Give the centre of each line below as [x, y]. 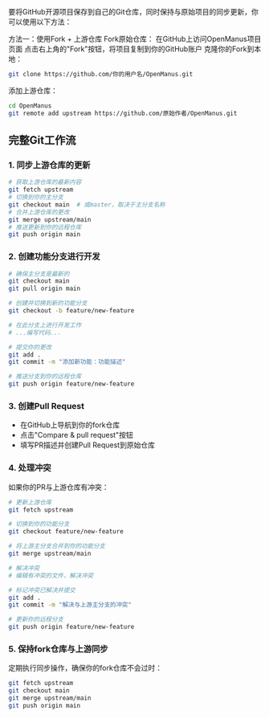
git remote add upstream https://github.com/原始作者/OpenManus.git [123, 113]
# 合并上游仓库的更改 [39, 212]
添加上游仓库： [33, 90]
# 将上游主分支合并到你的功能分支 [57, 546]
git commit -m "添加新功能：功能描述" [67, 362]
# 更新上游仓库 [30, 502]
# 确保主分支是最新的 [39, 274]
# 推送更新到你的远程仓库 [45, 227]
